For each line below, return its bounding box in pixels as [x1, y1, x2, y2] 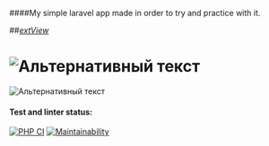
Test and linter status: [9, 107, 93, 117]
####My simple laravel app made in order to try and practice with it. [9, 8, 261, 18]
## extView [9, 25, 49, 35]
